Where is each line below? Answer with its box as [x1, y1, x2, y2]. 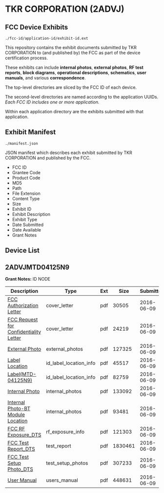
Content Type [12, 195, 40, 202]
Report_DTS [7, 445, 35, 452]
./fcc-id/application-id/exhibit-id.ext [5, 36, 89, 41]
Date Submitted [12, 222, 44, 228]
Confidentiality [7, 329, 41, 336]
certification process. [5, 55, 48, 61]
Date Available [12, 227, 41, 233]
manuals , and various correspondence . [5, 75, 86, 80]
